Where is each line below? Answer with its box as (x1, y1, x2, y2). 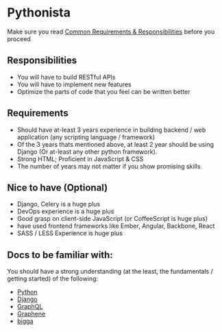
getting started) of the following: (7, 274, 99, 283)
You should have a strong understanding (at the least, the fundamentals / (7, 268, 214, 276)
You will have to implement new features (16, 80, 132, 88)
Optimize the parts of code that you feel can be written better (16, 87, 190, 95)
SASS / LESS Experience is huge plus (16, 229, 123, 237)
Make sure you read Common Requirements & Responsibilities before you (7, 27, 215, 36)
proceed (7, 34, 31, 43)
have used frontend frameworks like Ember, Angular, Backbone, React (16, 222, 215, 230)
